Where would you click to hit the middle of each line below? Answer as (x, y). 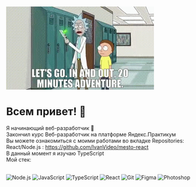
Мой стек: (19, 159)
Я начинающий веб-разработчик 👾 (50, 128)
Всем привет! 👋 (46, 112)
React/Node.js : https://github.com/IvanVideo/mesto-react (78, 147)
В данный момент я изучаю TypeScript (55, 153)
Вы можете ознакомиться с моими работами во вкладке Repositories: (95, 141)
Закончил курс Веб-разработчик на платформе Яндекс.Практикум (91, 134)
